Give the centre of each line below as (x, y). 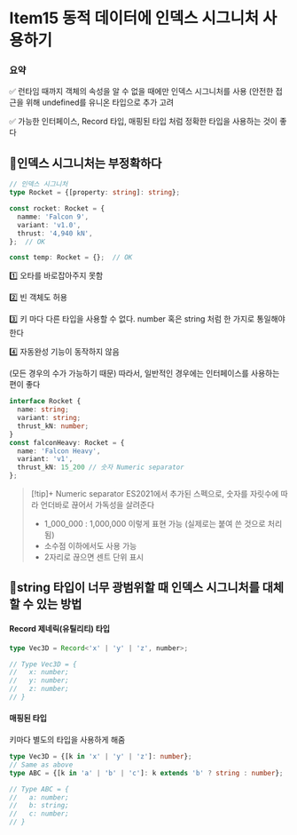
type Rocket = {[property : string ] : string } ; (94, 193)
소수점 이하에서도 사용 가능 (90, 546)
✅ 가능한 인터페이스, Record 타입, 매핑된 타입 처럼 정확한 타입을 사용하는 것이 (143, 122)
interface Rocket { (45, 402)
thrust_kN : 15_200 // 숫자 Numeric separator (101, 467)
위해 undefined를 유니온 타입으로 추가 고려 (100, 102)
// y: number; (39, 680)
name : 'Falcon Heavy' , (59, 451)
